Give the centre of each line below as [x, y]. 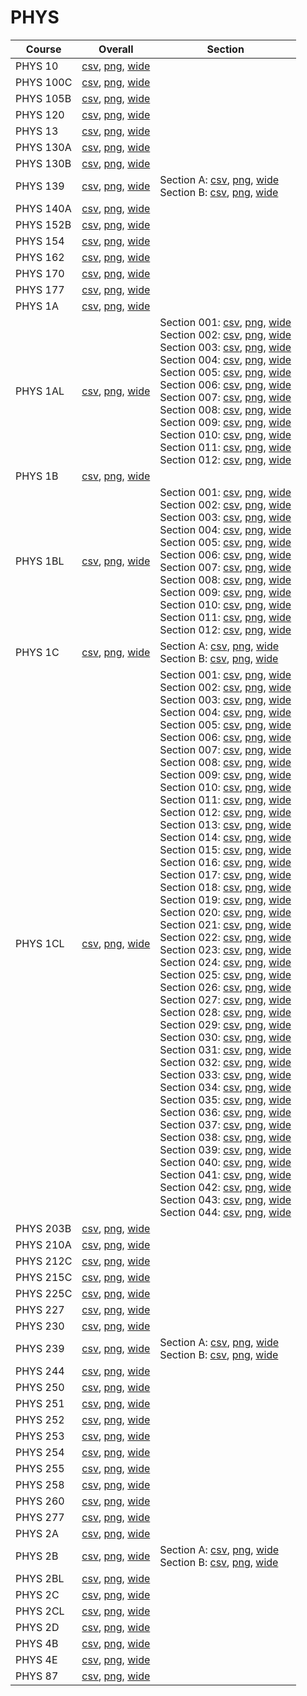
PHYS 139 [40, 186]
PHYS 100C [44, 82]
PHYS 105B [43, 98]
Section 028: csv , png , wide [225, 1012]
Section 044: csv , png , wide [225, 1212]
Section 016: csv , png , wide [225, 862]
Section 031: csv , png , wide [225, 1049]
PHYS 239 [40, 1348]
